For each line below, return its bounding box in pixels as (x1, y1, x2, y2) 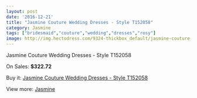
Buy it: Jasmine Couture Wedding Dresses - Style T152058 (6, 74, 148, 81)
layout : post (6, 8, 38, 15)
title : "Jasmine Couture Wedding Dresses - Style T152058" (6, 19, 154, 25)
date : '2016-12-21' (6, 14, 54, 20)
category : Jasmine (6, 24, 51, 31)
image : (6, 36, 22, 41)
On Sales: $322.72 (6, 63, 52, 70)
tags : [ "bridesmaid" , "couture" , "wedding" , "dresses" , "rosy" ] (6, 30, 157, 36)
